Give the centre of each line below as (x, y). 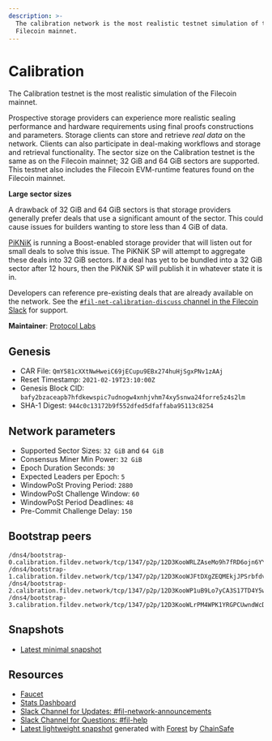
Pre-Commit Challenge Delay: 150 (76, 511)
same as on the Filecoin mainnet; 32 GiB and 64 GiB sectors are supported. (134, 161)
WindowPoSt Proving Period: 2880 (76, 485)
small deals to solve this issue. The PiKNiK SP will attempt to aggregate (127, 252)
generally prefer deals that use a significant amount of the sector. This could (136, 218)
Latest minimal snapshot (61, 649)
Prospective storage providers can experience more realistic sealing (122, 118)
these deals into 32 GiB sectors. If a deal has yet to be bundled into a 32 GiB (136, 260)
